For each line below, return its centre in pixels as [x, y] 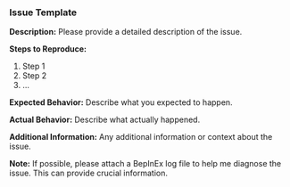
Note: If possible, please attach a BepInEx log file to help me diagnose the [145, 164]
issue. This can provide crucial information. [88, 173]
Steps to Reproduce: [48, 49]
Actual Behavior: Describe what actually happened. [105, 120]
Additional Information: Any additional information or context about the [141, 137]
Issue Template [43, 12]
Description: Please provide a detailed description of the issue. [126, 32]
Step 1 [33, 66]
